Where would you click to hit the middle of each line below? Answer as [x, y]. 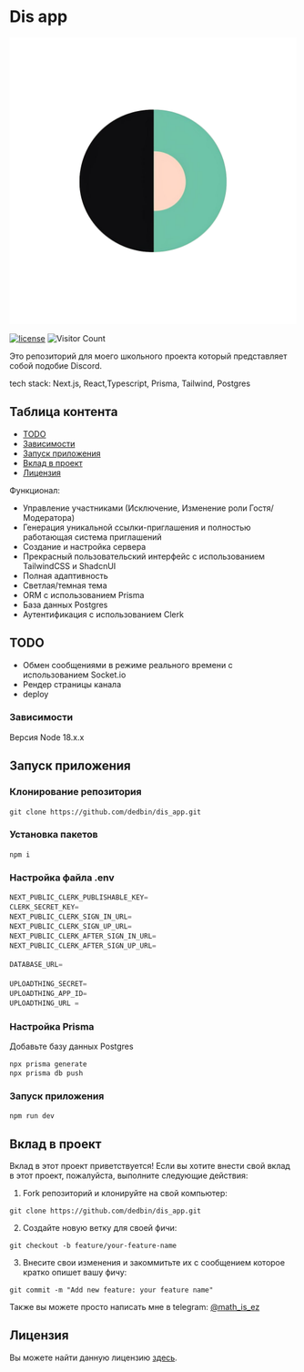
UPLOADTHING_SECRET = [49, 984]
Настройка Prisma [52, 1026]
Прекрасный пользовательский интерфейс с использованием [144, 556]
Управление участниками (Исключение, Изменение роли [135, 508]
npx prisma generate [49, 1064]
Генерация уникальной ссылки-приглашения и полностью [137, 527]
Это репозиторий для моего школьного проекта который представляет [148, 356]
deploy [35, 694]
